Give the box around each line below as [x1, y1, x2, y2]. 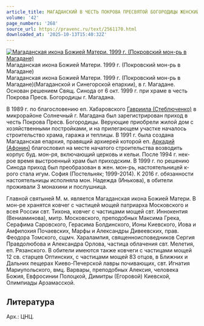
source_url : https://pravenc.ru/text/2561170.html [6, 26, 137, 32]
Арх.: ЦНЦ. [6, 313, 35, 320]
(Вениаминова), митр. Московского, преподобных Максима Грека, [6, 214, 181, 222]
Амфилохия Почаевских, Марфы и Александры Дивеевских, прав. [6, 227, 179, 235]
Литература [6, 297, 55, 307]
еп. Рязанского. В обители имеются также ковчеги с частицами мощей [6, 247, 192, 254]
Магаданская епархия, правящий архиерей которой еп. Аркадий [6, 138, 175, 145]
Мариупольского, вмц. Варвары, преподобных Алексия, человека [6, 266, 179, 274]
